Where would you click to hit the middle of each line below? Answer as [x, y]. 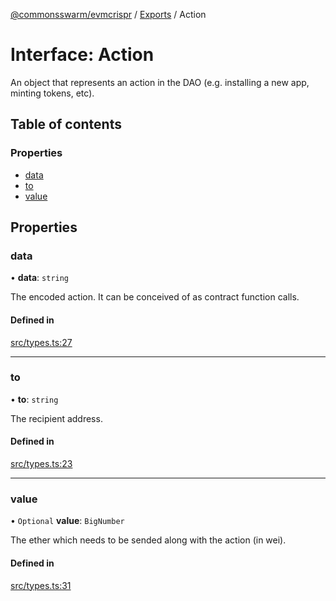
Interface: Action [82, 55]
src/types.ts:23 [41, 464]
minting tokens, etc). [52, 93]
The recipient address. [56, 418]
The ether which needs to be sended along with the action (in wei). [148, 540]
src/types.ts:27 [41, 342]
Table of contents [66, 124]
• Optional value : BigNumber [67, 521]
